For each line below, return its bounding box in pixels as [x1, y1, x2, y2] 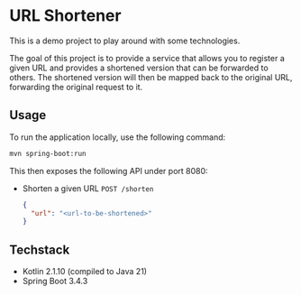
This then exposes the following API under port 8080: [9, 165, 209, 176]
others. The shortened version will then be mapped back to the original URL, [9, 71, 293, 82]
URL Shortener [9, 5, 122, 26]
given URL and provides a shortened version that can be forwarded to [9, 62, 269, 73]
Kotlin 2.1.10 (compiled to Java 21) [22, 266, 147, 277]
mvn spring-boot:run [9, 149, 87, 158]
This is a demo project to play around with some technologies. [9, 35, 241, 46]
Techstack [9, 242, 70, 257]
